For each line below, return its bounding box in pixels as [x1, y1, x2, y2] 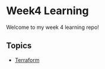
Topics [6, 41, 32, 51]
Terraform [14, 56, 40, 63]
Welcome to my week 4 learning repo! [6, 24, 99, 31]
